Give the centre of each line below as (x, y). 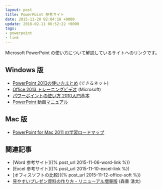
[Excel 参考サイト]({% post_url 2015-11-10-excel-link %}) (71, 169)
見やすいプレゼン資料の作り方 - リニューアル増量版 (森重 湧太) (76, 181)
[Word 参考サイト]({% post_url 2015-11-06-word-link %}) (71, 162)
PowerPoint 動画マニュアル (40, 102)
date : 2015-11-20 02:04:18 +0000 (40, 19)
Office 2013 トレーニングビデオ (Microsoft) (57, 89)
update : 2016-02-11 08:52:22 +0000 (42, 24)
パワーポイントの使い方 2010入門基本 (51, 95)
